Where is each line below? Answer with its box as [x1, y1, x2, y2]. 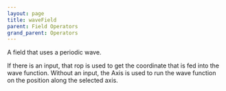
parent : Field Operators [7, 23, 78, 30]
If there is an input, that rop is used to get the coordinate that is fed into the [7, 61, 220, 70]
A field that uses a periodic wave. [7, 48, 102, 57]
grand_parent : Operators [7, 29, 78, 37]
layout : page [7, 10, 45, 17]
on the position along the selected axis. [7, 77, 118, 85]
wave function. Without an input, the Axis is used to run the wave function [7, 69, 216, 77]
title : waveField [7, 17, 57, 23]
